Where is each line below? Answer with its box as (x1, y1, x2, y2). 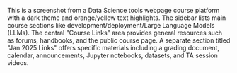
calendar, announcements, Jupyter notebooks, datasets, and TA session (7, 51, 218, 60)
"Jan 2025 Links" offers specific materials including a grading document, (7, 44, 220, 52)
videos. (7, 59, 29, 67)
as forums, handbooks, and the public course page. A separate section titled (7, 36, 231, 45)
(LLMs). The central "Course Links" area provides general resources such (7, 28, 223, 37)
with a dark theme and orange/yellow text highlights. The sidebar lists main (7, 13, 226, 22)
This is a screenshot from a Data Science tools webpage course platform (7, 6, 220, 14)
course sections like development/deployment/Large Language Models (7, 21, 215, 29)
